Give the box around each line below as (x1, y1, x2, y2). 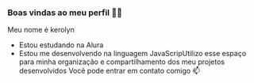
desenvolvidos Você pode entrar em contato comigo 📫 (18, 66, 200, 76)
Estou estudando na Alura (18, 40, 104, 50)
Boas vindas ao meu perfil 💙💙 (7, 7, 122, 18)
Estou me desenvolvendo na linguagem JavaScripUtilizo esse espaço (18, 49, 247, 58)
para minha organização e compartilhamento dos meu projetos (18, 57, 225, 66)
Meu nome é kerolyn (7, 25, 75, 35)
